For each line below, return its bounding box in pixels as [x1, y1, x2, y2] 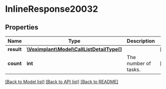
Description [126, 38, 155, 44]
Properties [5, 23, 39, 31]
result [7, 46, 22, 53]
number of [126, 60, 151, 67]
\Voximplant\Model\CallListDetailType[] [26, 46, 123, 53]
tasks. [126, 66, 141, 73]
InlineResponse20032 [5, 3, 98, 15]
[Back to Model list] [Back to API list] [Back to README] [5, 79, 119, 85]
